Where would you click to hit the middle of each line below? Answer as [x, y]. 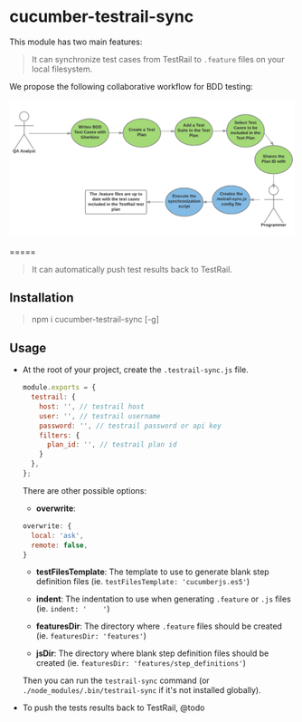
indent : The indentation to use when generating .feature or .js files [163, 599]
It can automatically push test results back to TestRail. [132, 269]
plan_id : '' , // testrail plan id [112, 445]
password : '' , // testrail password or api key [130, 426]
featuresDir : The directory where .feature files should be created [159, 626]
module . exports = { [59, 388]
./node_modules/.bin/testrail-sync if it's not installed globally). [142, 690]
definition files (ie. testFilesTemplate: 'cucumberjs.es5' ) [143, 582]
